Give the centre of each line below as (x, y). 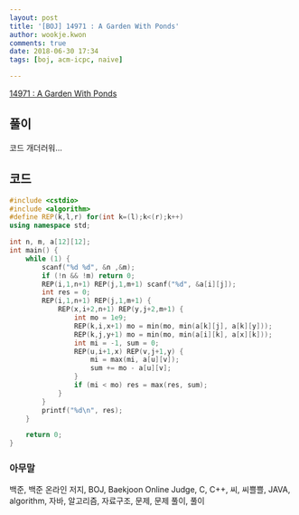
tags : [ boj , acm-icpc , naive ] (66, 60)
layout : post (34, 18)
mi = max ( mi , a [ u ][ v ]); (135, 360)
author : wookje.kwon (48, 34)
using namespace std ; (50, 226)
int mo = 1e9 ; (100, 318)
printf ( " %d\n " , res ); (83, 410)
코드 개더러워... (36, 148)
